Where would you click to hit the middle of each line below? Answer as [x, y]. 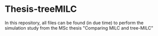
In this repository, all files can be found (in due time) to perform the [74, 23]
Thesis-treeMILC [41, 9]
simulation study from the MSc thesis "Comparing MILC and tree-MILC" [79, 28]
